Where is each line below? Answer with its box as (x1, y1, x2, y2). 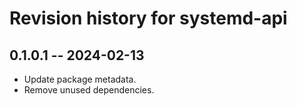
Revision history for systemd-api (9, 7, 288, 30)
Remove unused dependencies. (23, 84, 155, 96)
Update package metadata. (23, 73, 137, 85)
